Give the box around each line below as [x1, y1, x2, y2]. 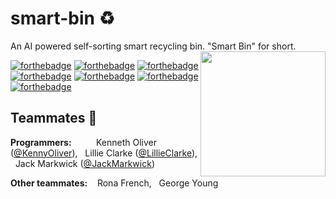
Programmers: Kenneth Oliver [10, 136, 158, 148]
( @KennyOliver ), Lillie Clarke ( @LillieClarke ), [10, 147, 198, 159]
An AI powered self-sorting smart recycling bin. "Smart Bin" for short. [10, 40, 297, 52]
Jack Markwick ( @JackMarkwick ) [14, 157, 155, 169]
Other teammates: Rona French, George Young [10, 177, 219, 189]
